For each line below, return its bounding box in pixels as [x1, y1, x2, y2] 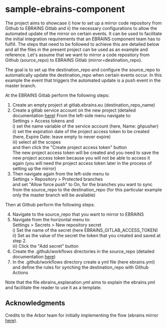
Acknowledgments [5, 299, 66, 308]
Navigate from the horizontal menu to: [12, 216, 91, 222]
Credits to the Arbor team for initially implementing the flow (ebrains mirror [5, 312, 159, 318]
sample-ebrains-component [5, 3, 125, 15]
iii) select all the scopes [12, 139, 61, 145]
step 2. [12, 238, 27, 244]
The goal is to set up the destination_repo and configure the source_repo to [5, 66, 161, 73]
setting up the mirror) [12, 165, 56, 171]
